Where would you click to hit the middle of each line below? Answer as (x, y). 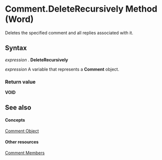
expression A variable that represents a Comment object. (62, 69)
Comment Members (25, 153)
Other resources (22, 142)
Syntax (16, 48)
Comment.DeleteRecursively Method (81, 9)
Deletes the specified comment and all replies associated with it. (69, 33)
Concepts (15, 120)
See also (18, 108)
